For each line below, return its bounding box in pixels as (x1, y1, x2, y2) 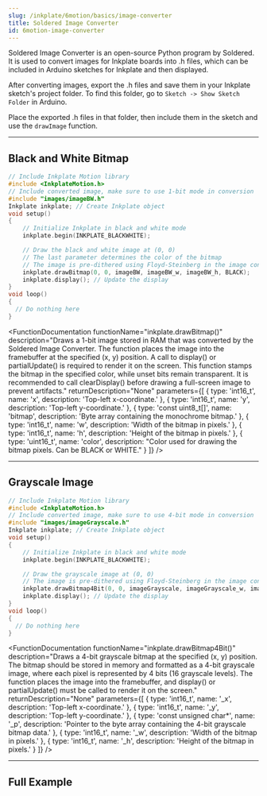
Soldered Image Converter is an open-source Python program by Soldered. (8, 48, 255, 58)
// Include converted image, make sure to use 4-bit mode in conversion (8, 512, 254, 520)
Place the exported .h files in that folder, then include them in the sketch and (8, 113, 258, 122)
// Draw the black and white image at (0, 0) (22, 246, 176, 254)
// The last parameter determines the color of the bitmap (22, 253, 222, 261)
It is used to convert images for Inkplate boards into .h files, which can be (8, 56, 249, 66)
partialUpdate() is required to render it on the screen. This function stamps (8, 361, 253, 370)
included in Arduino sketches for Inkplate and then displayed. (8, 65, 209, 75)
